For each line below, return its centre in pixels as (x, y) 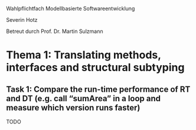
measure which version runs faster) (73, 107)
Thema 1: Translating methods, (84, 55)
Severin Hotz (22, 20)
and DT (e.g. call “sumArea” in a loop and (84, 99)
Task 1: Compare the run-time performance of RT (98, 89)
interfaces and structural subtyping (95, 68)
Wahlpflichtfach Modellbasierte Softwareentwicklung (71, 9)
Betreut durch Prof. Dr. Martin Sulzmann (55, 31)
